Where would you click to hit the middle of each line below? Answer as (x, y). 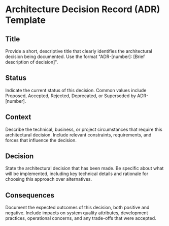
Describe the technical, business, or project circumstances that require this (84, 129)
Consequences (30, 195)
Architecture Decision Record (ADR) (83, 9)
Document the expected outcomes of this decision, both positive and (77, 208)
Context (18, 117)
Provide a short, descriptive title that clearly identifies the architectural (79, 51)
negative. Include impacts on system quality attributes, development (77, 213)
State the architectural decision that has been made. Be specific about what (84, 168)
